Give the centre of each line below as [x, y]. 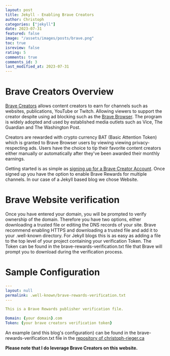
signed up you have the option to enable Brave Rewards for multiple [76, 174]
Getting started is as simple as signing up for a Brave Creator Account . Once [85, 169]
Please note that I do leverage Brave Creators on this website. [72, 348]
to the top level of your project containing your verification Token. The [78, 241]
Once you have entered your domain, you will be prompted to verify [76, 214]
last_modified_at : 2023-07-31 [37, 67]
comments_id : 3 [21, 62]
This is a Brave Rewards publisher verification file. [64, 309]
